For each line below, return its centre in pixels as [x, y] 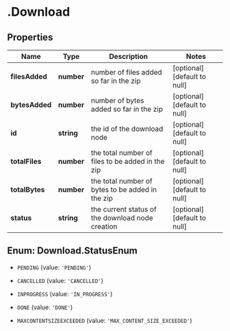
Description [129, 57]
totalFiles [26, 161]
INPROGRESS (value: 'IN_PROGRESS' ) [65, 294]
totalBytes [28, 189]
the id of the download [127, 129]
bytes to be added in [124, 189]
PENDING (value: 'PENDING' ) [54, 267]
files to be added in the [128, 161]
